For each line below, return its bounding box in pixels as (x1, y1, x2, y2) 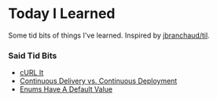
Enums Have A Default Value (19, 85, 112, 94)
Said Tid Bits (8, 50, 57, 61)
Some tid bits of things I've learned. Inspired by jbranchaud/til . (8, 31, 210, 40)
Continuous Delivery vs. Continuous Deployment (19, 76, 178, 86)
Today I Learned (8, 5, 116, 23)
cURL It (19, 68, 44, 78)
